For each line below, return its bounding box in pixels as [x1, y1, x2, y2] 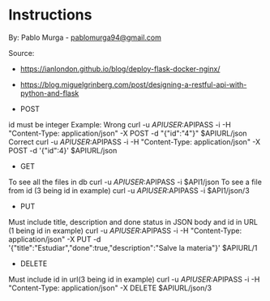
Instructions [8, 6, 92, 24]
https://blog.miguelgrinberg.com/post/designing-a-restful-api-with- [19, 80, 247, 89]
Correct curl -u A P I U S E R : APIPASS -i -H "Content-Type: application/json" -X [8, 136, 261, 147]
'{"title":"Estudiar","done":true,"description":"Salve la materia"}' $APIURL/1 [8, 243, 258, 252]
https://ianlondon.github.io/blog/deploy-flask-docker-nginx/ [19, 63, 221, 74]
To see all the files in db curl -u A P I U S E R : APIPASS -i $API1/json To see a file [8, 177, 262, 187]
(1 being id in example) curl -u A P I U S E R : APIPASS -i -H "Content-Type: [8, 226, 242, 235]
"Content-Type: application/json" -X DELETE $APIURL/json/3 [8, 282, 212, 293]
